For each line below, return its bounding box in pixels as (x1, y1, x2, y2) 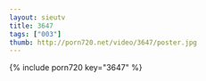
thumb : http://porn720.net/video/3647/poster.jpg (9, 37, 198, 47)
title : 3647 (9, 21, 54, 30)
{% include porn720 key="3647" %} (9, 62, 143, 73)
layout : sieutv (9, 12, 66, 22)
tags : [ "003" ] (9, 29, 62, 38)
